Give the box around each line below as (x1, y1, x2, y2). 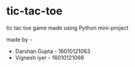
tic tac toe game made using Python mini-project (6, 24, 129, 31)
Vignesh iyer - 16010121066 (15, 54, 85, 61)
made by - (6, 36, 32, 43)
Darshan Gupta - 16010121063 (15, 47, 91, 55)
